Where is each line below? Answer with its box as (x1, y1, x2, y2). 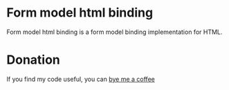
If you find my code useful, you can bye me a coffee (6, 75, 155, 83)
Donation (6, 52, 60, 68)
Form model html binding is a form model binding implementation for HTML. (6, 28, 223, 36)
